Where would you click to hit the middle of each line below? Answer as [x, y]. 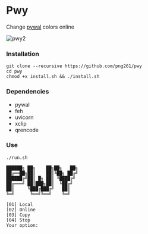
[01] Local [20, 204]
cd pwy [14, 71]
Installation [23, 54]
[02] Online [21, 210]
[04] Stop [18, 220]
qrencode [26, 130]
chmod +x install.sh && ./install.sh [53, 77]
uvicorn [24, 117]
